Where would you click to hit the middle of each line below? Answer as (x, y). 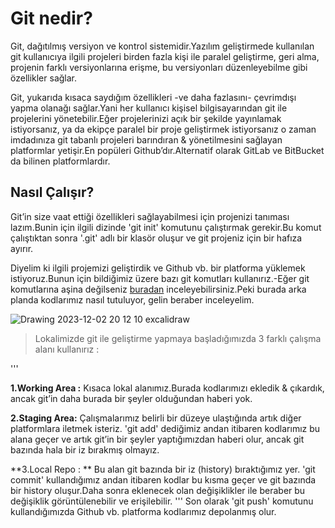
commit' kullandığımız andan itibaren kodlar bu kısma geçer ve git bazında (163, 479)
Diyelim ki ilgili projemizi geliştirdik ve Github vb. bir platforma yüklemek (158, 268)
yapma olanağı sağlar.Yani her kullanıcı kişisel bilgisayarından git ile (149, 108)
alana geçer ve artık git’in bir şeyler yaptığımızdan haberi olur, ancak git (157, 439)
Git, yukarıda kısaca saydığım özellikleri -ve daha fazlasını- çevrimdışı (153, 97)
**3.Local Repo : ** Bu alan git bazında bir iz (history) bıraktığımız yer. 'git (163, 469)
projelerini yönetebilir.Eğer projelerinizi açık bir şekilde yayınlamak (146, 118)
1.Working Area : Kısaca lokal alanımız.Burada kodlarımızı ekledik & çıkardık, (167, 388)
